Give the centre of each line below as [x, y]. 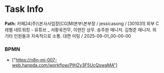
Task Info [24, 9]
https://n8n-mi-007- [37, 60]
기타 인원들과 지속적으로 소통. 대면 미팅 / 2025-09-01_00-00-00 [68, 36]
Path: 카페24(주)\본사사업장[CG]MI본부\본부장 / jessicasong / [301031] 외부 [80, 23]
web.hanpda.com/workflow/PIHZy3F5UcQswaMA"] [65, 65]
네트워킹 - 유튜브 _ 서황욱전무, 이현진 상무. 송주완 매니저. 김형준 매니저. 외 [85, 30]
